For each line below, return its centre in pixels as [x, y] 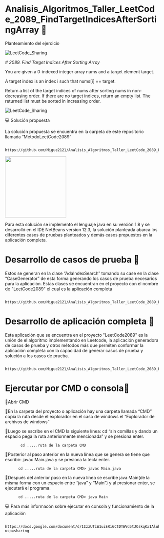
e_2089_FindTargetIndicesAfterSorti [81, 19]
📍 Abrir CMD [17, 402]
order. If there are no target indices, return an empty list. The [90, 96]
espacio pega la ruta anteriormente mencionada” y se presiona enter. [75, 436]
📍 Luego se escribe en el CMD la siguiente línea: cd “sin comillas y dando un [81, 431]
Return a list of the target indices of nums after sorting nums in [68, 90]
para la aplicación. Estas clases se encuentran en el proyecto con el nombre [82, 283]
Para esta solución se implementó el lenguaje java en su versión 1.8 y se [77, 224]
